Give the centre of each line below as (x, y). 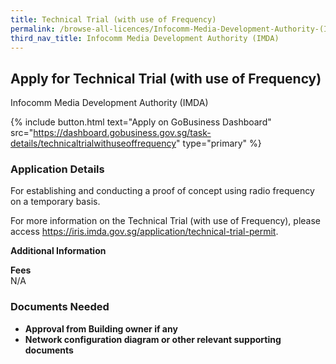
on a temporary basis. (55, 202)
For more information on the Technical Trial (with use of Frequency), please (166, 221)
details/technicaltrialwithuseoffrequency (93, 143)
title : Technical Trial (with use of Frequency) (113, 19)
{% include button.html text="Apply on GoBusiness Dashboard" (141, 122)
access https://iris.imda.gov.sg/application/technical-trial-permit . (144, 232)
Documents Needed (60, 307)
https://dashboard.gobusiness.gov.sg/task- (122, 133)
